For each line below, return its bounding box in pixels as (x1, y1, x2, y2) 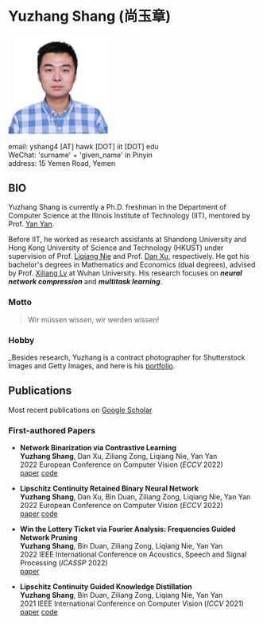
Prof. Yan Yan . (8, 219, 55, 229)
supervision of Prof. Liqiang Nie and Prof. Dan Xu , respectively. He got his (8, 252, 249, 261)
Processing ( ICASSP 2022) (19, 558, 109, 568)
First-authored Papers (8, 425, 96, 436)
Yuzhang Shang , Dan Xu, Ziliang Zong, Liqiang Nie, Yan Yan (19, 452, 218, 461)
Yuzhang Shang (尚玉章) (8, 7, 172, 25)
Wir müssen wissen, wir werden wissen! (27, 314, 160, 324)
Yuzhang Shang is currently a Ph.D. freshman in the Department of (8, 202, 226, 212)
